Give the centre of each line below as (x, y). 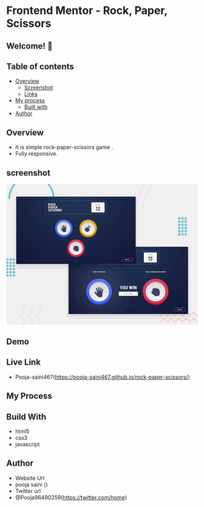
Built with (36, 107)
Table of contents (40, 67)
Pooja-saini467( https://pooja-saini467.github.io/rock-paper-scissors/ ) (102, 377)
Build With (26, 417)
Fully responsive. (36, 154)
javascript (27, 444)
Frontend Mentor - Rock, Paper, (87, 11)
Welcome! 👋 (29, 46)
